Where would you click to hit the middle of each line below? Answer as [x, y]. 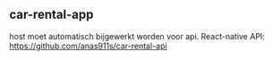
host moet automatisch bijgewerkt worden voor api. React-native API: [137, 36]
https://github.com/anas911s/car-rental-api [88, 46]
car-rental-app [51, 15]
